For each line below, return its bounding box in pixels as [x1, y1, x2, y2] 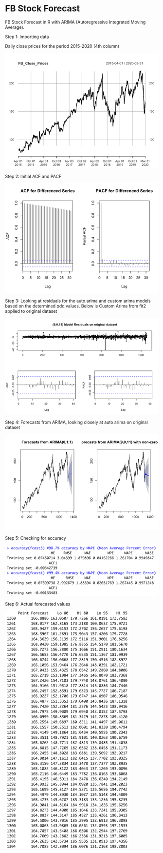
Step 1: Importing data [5, 34, 49, 40]
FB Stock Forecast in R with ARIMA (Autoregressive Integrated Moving [5, 19, 146, 25]
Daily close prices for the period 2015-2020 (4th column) [5, 43, 120, 49]
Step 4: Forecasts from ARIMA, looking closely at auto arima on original [5, 419, 148, 425]
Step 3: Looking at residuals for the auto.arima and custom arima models [5, 298, 151, 304]
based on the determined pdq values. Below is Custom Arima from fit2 [5, 303, 146, 309]
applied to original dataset [5, 308, 57, 314]
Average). [5, 24, 25, 30]
